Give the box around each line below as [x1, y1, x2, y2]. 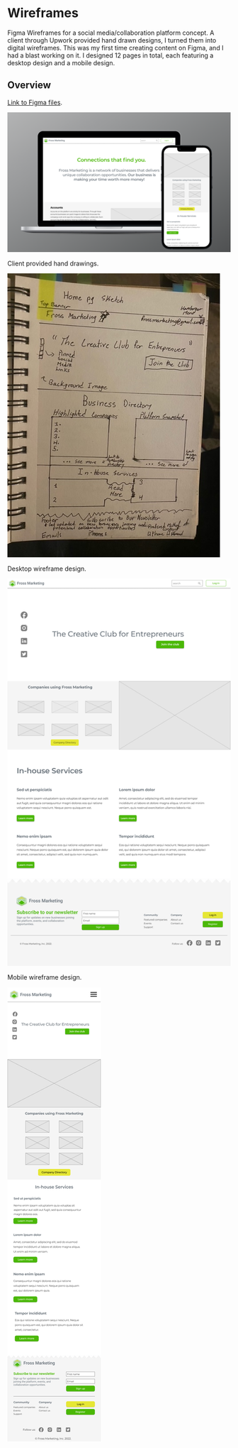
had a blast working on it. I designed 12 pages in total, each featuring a [7, 51, 214, 60]
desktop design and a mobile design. [7, 58, 115, 67]
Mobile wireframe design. [7, 973, 82, 981]
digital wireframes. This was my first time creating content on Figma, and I [7, 43, 224, 52]
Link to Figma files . [7, 98, 62, 106]
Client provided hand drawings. [7, 259, 99, 268]
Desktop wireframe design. [7, 564, 86, 573]
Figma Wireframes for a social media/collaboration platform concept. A [7, 28, 215, 37]
